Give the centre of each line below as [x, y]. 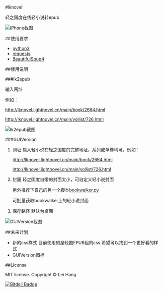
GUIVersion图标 [28, 255]
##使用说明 [17, 69]
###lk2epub [18, 79]
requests [21, 54]
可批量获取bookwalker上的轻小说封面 [50, 201]
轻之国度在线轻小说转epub [32, 17]
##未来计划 [17, 232]
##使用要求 [17, 38]
